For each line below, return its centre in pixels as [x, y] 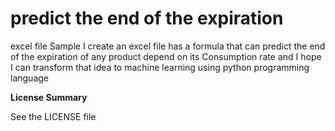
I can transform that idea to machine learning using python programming [160, 67]
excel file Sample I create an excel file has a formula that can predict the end [168, 46]
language [29, 78]
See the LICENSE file [53, 116]
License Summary [49, 97]
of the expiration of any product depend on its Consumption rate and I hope [166, 56]
